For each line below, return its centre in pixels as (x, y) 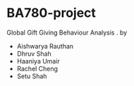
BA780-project (51, 13)
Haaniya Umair (38, 61)
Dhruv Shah (34, 54)
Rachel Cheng (37, 68)
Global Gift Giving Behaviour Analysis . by (67, 32)
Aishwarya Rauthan (45, 46)
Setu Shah (32, 76)
